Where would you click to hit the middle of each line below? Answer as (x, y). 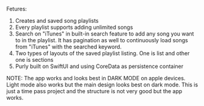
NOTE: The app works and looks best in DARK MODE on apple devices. (96, 78)
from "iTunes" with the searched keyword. (68, 47)
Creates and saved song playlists (57, 21)
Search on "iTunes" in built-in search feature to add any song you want (104, 34)
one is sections (34, 60)
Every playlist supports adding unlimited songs (74, 27)
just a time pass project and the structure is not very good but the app (94, 91)
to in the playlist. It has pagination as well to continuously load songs (101, 40)
